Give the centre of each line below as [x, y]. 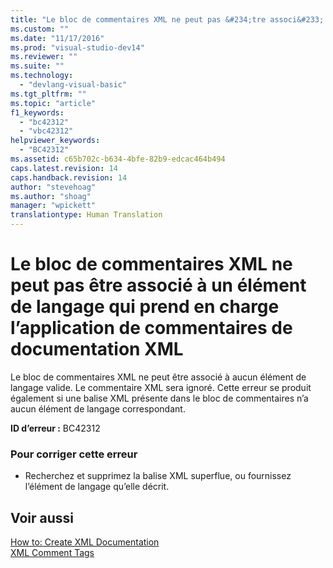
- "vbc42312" [46, 131]
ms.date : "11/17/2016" [57, 38]
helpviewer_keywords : [55, 141]
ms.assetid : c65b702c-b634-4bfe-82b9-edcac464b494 [118, 159]
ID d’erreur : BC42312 [55, 428]
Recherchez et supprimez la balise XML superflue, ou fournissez [158, 476]
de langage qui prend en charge [145, 307]
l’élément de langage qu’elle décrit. [97, 487]
